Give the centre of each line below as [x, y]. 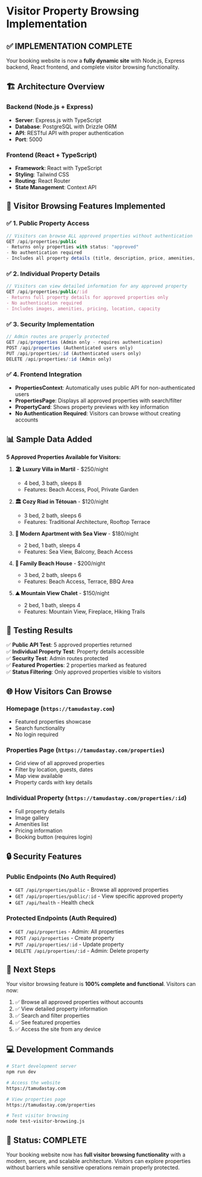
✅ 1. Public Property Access [48, 223]
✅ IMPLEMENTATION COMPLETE [69, 46]
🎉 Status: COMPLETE [47, 1140]
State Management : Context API [56, 187]
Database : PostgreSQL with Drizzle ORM [66, 126]
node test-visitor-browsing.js [46, 1122]
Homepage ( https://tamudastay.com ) [61, 708]
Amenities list [32, 824]
